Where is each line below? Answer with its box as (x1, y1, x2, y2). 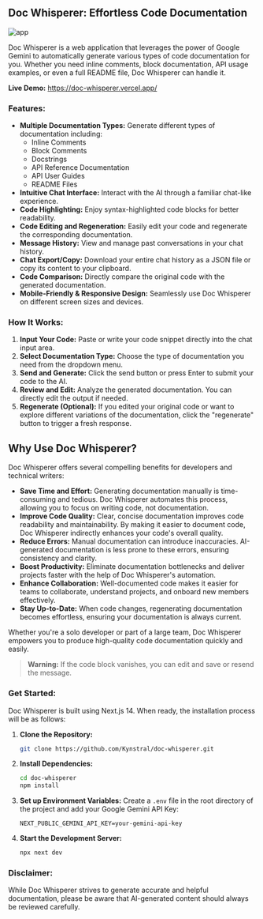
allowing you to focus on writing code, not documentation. (19, 503, 209, 513)
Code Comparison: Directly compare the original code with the (19, 272, 225, 281)
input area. (19, 343, 55, 352)
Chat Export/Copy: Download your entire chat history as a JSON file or (19, 255, 251, 265)
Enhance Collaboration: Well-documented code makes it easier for (19, 578, 239, 588)
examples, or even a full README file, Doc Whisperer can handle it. (8, 67, 226, 77)
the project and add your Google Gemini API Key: (19, 804, 180, 814)
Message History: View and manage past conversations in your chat (19, 239, 244, 248)
